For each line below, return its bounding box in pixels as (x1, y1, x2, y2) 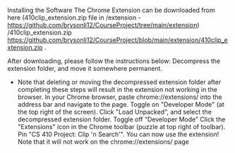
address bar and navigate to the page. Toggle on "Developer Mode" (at (17, 100, 224, 108)
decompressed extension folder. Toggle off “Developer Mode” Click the (17, 115, 226, 124)
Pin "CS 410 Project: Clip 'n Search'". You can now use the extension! (17, 130, 219, 138)
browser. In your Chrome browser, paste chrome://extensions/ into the (17, 93, 222, 101)
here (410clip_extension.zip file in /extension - (7, 13, 141, 22)
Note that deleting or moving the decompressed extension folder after (17, 78, 222, 86)
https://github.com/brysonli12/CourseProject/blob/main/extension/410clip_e (7, 36, 228, 44)
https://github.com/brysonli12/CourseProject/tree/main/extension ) (7, 21, 200, 29)
